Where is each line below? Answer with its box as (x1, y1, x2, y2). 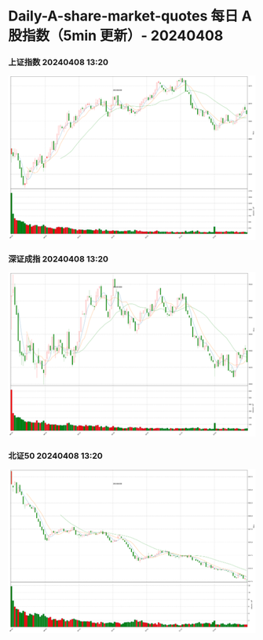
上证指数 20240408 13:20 (8, 57, 108, 68)
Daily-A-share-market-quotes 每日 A (8, 7, 253, 25)
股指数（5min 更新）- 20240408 (8, 27, 224, 45)
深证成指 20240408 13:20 (8, 253, 108, 264)
